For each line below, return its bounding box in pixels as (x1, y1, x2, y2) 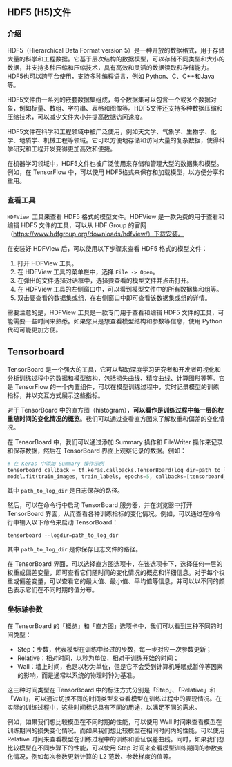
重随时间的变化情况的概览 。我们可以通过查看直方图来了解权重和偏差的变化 (7, 414, 219, 423)
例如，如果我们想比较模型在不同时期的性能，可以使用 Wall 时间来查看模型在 (7, 717, 222, 726)
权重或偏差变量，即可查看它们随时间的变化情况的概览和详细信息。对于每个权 (7, 569, 225, 577)
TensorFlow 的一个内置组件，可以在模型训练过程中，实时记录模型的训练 (14, 382, 220, 390)
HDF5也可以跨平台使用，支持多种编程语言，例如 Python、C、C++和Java (7, 72, 215, 80)
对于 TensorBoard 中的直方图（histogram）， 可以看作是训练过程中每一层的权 (7, 406, 224, 414)
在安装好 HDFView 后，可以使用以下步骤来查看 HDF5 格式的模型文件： (7, 244, 209, 252)
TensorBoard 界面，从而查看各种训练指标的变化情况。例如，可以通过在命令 (7, 510, 221, 518)
